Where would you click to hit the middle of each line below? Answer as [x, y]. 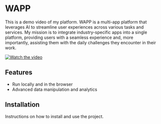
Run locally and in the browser [42, 84]
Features [19, 73]
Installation [22, 105]
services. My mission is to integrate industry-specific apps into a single [76, 32]
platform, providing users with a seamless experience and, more [69, 37]
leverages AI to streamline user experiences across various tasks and [74, 27]
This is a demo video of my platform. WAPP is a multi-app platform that [76, 22]
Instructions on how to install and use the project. [54, 116]
